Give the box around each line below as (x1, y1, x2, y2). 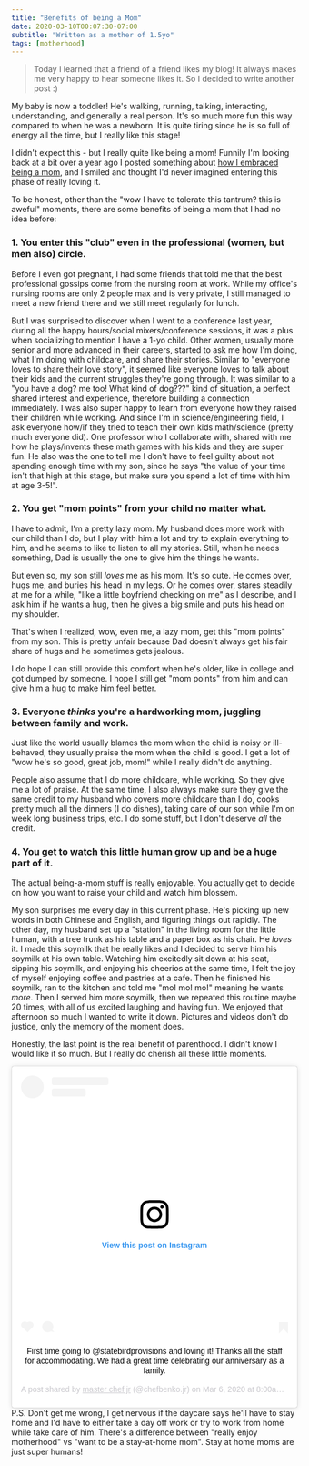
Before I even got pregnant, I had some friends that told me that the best (11, 268, 283, 279)
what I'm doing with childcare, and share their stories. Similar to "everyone (11, 354, 291, 364)
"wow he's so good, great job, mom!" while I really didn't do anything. (11, 757, 273, 768)
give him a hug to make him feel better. (11, 682, 157, 693)
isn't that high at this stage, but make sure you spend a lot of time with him (11, 470, 291, 481)
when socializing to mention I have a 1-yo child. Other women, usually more (11, 334, 294, 345)
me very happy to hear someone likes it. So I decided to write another (33, 74, 294, 85)
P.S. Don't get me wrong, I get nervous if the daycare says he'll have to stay (11, 1408, 295, 1419)
